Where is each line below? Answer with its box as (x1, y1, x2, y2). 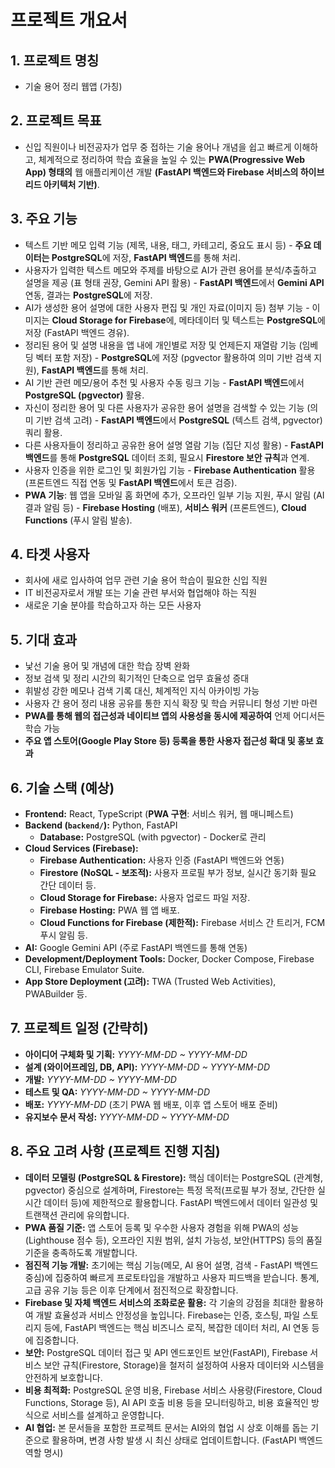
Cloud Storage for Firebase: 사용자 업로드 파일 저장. (39, 892, 251, 904)
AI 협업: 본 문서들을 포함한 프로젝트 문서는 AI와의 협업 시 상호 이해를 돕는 (24, 1421, 309, 1433)
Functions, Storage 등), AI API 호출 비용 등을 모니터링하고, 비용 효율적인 (24, 1396, 309, 1408)
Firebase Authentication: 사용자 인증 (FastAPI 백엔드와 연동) (39, 854, 285, 866)
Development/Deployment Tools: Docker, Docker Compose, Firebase (24, 953, 315, 965)
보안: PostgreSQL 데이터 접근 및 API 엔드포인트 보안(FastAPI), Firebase (24, 1346, 308, 1358)
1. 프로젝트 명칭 (10, 52, 100, 69)
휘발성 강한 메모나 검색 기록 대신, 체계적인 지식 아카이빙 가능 (24, 685, 260, 697)
